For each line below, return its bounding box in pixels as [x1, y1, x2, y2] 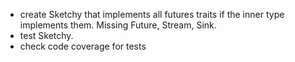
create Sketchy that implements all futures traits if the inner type [19, 9, 285, 20]
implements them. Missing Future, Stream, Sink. [19, 19, 217, 31]
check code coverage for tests [19, 40, 147, 52]
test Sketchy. [19, 30, 74, 41]
